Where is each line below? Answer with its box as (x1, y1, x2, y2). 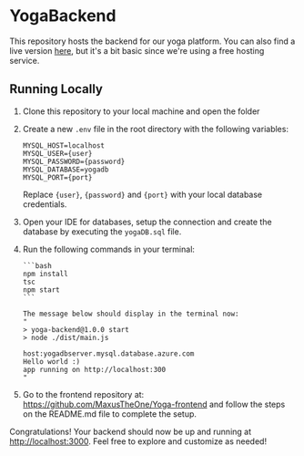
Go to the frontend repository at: (22, 389, 145, 399)
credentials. (22, 198, 67, 210)
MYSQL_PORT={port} (22, 172, 93, 182)
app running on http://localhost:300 (22, 365, 167, 374)
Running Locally (9, 81, 103, 97)
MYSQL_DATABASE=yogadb (22, 165, 109, 174)
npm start (22, 285, 61, 295)
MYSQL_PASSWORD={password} (22, 157, 126, 166)
